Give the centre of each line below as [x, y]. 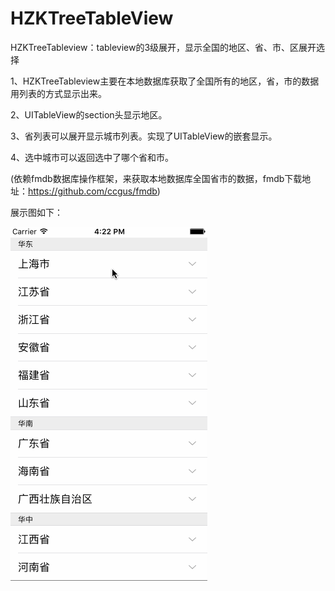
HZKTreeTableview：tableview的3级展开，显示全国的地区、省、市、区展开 [163, 47]
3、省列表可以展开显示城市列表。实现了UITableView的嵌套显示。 [144, 136]
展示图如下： [36, 212]
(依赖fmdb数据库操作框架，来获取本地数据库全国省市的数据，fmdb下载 [156, 178]
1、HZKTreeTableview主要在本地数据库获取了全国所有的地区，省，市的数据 [165, 81]
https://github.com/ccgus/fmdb [93, 191]
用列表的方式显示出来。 [58, 93]
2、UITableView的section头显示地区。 [89, 114]
